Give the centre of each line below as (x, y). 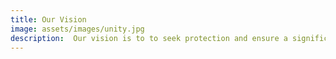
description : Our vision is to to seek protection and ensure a (149, 38)
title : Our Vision (48, 19)
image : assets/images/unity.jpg (77, 29)
